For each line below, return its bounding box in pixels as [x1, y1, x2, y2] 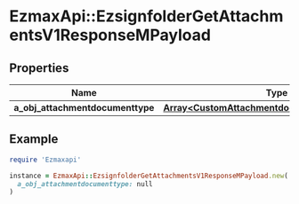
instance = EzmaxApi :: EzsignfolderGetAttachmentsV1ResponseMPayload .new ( [9, 171, 289, 180]
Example [9, 131, 59, 147]
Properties [9, 60, 69, 75]
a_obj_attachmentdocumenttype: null [17, 179, 153, 188]
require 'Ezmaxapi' [9, 155, 82, 164]
